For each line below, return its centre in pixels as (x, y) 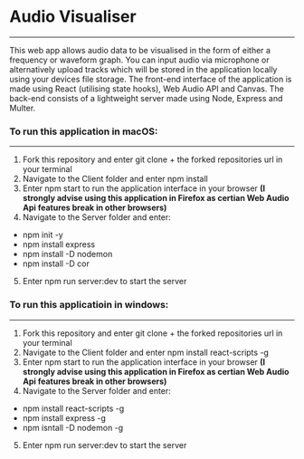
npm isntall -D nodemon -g (73, 427)
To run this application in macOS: (84, 131)
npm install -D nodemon (67, 254)
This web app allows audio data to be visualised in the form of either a (140, 50)
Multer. (23, 108)
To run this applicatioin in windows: (89, 305)
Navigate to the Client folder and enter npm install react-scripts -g (146, 352)
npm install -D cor (56, 263)
